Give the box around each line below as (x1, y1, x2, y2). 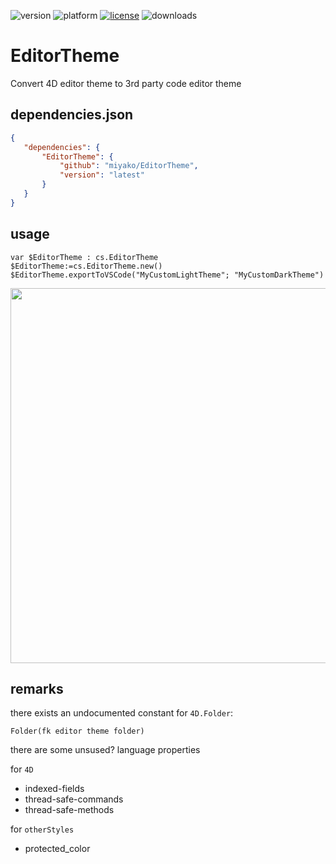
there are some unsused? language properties (10, 744, 201, 756)
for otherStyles (10, 823, 75, 835)
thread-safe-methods (24, 804, 115, 816)
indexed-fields (24, 783, 85, 795)
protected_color (24, 843, 91, 855)
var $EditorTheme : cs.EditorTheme (10, 252, 159, 262)
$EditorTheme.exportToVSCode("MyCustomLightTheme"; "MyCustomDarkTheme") (10, 270, 325, 280)
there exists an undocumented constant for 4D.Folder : (10, 707, 234, 719)
